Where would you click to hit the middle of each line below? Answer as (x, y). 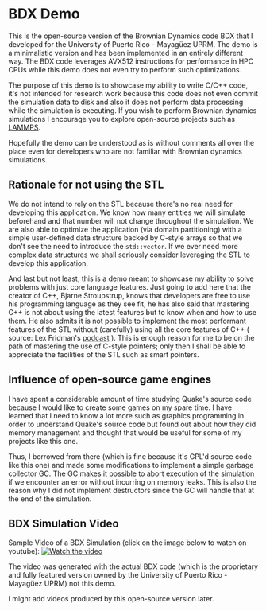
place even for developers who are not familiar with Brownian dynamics (125, 151)
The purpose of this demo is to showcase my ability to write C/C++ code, (128, 85)
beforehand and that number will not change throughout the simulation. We (131, 220)
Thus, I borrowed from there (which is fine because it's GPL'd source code (130, 456)
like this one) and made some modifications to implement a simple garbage (131, 465)
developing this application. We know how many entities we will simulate (127, 212)
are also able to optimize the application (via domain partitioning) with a (125, 229)
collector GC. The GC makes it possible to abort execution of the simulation (131, 473)
